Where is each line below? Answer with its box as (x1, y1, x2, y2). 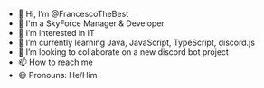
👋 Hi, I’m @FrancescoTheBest (17, 9, 129, 19)
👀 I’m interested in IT (17, 28, 95, 38)
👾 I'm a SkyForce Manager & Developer (17, 18, 165, 29)
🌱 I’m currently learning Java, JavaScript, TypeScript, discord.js (17, 37, 256, 48)
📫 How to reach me (17, 57, 93, 67)
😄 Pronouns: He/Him (17, 70, 98, 80)
